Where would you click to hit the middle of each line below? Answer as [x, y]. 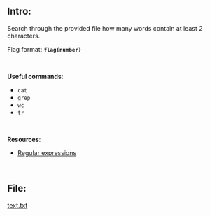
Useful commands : [35, 76]
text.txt [17, 205]
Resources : [24, 139]
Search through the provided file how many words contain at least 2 [105, 28]
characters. [24, 36]
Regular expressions [47, 152]
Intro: [19, 12]
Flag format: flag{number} [44, 49]
